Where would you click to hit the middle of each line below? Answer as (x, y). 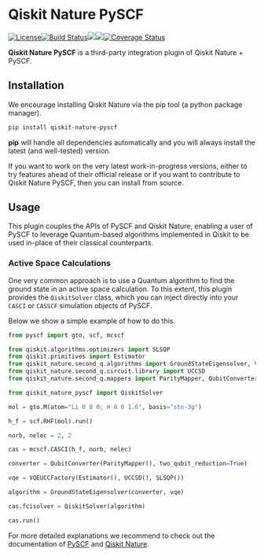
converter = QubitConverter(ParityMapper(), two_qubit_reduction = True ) (128, 464)
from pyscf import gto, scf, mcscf (66, 335)
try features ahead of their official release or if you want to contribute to (125, 174)
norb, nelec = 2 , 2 (40, 435)
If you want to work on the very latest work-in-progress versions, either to (128, 166)
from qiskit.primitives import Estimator (77, 357)
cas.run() (24, 521)
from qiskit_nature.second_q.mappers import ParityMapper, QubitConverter (133, 379)
